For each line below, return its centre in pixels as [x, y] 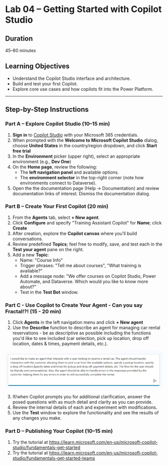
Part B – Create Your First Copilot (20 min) [57, 206]
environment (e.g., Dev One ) [42, 161]
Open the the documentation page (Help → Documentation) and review [86, 188]
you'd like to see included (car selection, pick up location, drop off [80, 338]
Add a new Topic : [30, 255]
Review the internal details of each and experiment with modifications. [85, 407]
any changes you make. [37, 418]
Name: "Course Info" [41, 260]
